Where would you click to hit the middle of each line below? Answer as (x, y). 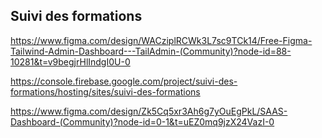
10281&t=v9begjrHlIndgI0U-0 (70, 61)
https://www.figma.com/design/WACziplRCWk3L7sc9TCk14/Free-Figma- (161, 40)
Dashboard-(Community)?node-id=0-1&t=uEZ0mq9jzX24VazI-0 (142, 121)
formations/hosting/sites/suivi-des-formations (105, 91)
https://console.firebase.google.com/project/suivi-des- (124, 81)
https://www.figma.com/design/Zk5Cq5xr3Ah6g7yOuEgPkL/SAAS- (149, 111)
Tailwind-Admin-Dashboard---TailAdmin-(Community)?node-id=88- (151, 51)
